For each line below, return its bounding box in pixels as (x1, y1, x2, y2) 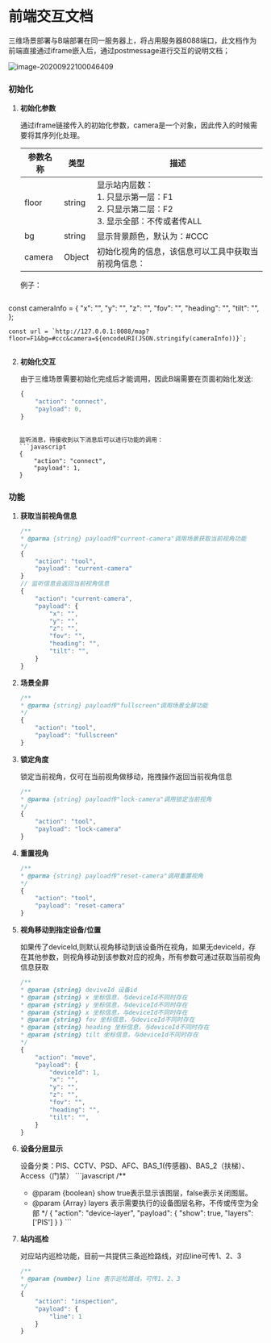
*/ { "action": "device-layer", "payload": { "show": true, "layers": (41, 1208, 254, 1218)
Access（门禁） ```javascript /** (19, 1171, 127, 1181)
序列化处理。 (41, 131, 85, 140)
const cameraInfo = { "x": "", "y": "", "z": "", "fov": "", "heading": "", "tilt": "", (8, 303, 260, 313)
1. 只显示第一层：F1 (96, 191, 173, 202)
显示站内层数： (96, 179, 154, 190)
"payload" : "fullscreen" (35, 732, 119, 740)
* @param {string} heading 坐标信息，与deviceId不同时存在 (19, 1024, 210, 1032)
